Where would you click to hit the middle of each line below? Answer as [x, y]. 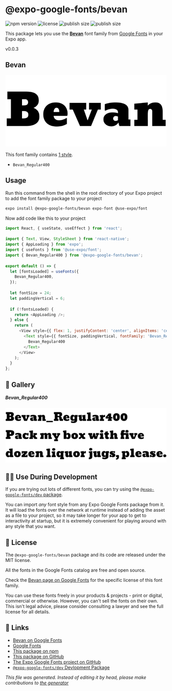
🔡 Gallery [20, 384]
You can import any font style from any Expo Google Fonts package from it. [85, 505]
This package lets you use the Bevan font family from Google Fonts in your [84, 33]
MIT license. [18, 560]
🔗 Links [17, 628]
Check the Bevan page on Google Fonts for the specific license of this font [84, 580]
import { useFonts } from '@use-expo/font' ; [53, 250]
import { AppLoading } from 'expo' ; [44, 244]
